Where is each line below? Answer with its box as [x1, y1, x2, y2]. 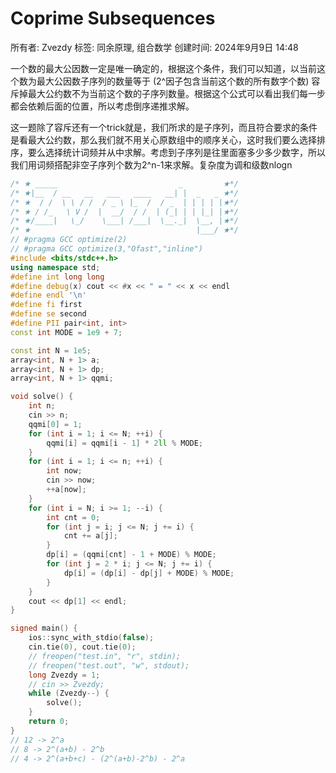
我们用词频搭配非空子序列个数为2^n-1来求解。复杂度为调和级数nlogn [10, 158, 293, 171]
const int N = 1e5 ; [10, 345, 92, 356]
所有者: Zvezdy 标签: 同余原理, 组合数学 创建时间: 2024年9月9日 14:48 [10, 41, 299, 53]
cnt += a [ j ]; [63, 531, 118, 541]
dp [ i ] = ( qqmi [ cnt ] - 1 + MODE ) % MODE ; [46, 550, 217, 560]
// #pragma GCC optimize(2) [10, 235, 128, 245]
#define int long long [10, 272, 105, 282]
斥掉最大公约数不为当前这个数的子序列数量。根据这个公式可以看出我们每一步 [10, 87, 326, 99]
